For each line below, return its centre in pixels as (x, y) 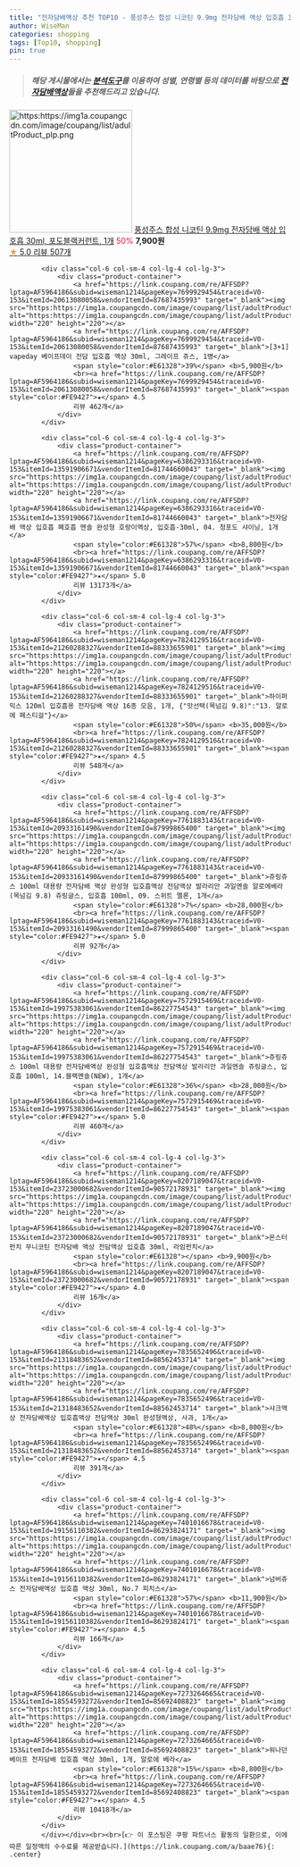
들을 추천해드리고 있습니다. (114, 91)
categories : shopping (50, 34)
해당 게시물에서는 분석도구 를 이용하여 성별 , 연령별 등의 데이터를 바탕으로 (155, 80)
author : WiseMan (39, 26)
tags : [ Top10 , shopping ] (55, 42)
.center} (25, 1854)
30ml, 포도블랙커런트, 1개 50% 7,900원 (95, 241)
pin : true (28, 51)
